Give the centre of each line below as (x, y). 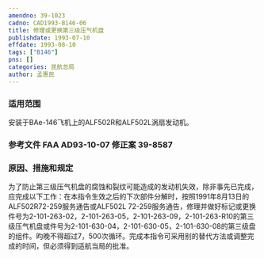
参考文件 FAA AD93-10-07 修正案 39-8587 (90, 145)
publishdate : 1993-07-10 (49, 38)
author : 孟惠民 (31, 74)
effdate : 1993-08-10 (42, 45)
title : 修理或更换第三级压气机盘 (56, 30)
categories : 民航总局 (42, 67)
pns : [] (21, 60)
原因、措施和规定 (41, 168)
